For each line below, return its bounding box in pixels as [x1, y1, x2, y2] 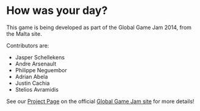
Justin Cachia [15, 79, 50, 87]
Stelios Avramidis [15, 86, 59, 93]
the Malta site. [6, 30, 42, 37]
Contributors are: [6, 42, 49, 49]
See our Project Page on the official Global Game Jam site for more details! [6, 98, 195, 105]
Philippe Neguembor [15, 66, 67, 73]
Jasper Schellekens [15, 53, 65, 61]
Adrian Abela [15, 73, 48, 80]
